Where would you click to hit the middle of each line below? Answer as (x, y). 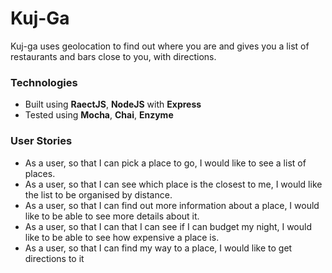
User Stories (41, 141)
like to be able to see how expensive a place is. (122, 237)
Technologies (44, 82)
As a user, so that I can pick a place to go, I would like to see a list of (165, 163)
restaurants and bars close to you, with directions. (113, 56)
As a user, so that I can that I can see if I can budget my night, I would (168, 226)
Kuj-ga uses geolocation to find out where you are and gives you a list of (160, 46)
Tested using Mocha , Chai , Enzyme (99, 115)
